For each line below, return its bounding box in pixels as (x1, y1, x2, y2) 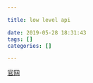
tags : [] (7, 36, 33, 43)
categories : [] (7, 42, 52, 49)
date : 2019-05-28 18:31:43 (7, 29, 87, 36)
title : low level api (7, 16, 71, 23)
